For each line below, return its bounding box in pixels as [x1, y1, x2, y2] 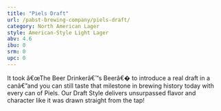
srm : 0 [7, 49, 26, 56]
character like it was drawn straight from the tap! [7, 96, 146, 104]
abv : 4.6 [7, 36, 32, 42]
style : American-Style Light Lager [7, 29, 109, 36]
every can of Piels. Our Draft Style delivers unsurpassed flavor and [7, 88, 196, 97]
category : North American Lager [7, 23, 100, 29]
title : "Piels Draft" [7, 10, 69, 17]
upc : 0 [7, 55, 26, 62]
